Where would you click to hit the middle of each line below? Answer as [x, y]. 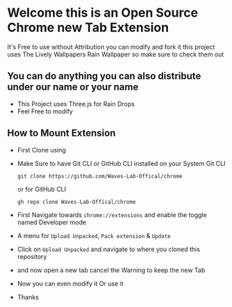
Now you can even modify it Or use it [70, 283]
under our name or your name [73, 87]
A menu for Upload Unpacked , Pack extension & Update [94, 235]
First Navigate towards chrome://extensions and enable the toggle [112, 214]
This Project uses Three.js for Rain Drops [76, 104]
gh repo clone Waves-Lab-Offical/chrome [76, 202]
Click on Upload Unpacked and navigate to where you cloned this [108, 249]
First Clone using [41, 150]
